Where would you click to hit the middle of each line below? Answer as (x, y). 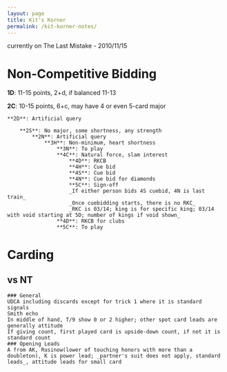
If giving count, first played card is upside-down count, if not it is (114, 332)
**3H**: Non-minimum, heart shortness (100, 143)
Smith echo (23, 314)
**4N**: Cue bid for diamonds (112, 179)
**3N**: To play (80, 149)
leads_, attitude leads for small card (65, 362)
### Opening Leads (33, 344)
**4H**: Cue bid (92, 167)
